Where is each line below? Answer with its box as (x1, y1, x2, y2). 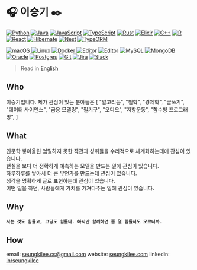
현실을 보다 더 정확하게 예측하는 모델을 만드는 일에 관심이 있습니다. (6, 162, 159, 169)
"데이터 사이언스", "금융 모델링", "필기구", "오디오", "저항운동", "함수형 (6, 106, 167, 113)
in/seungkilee (6, 257, 40, 264)
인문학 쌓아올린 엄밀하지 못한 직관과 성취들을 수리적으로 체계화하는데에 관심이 (6, 147, 185, 154)
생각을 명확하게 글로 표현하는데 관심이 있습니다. (6, 177, 115, 184)
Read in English (20, 65, 59, 72)
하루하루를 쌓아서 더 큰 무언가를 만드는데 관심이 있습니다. (6, 170, 137, 177)
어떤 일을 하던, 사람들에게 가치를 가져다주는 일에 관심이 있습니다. (6, 185, 155, 192)
